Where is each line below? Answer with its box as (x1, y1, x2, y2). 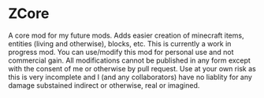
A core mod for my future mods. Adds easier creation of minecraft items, (8, 31, 244, 40)
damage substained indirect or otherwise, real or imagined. (8, 80, 200, 90)
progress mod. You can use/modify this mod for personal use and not (8, 47, 234, 56)
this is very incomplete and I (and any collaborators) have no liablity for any (8, 72, 252, 82)
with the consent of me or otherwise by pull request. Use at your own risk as (8, 64, 256, 73)
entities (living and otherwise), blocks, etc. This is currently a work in (8, 38, 232, 48)
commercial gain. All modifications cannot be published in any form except (8, 56, 251, 65)
